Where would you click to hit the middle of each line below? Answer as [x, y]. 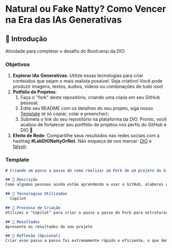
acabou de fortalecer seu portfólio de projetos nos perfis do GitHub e [93, 125]
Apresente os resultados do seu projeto [49, 226]
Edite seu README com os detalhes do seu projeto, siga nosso [87, 108]
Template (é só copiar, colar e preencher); [64, 114]
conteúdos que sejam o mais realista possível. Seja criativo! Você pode [88, 81]
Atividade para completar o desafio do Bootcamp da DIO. [66, 51]
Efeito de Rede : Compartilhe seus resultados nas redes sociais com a [86, 136]
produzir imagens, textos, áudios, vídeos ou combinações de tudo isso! [88, 87]
